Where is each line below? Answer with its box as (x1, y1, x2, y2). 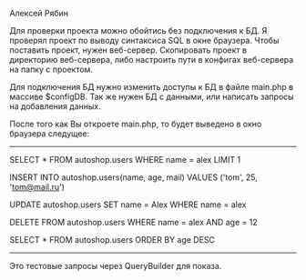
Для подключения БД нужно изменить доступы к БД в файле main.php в (9, 82, 294, 92)
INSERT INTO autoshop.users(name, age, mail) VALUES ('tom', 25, (9, 172, 258, 183)
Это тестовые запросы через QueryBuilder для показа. (9, 261, 222, 271)
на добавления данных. (9, 101, 102, 112)
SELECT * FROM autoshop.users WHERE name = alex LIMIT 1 (9, 155, 241, 165)
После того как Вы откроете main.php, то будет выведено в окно (9, 118, 262, 129)
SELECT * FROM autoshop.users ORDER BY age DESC (9, 235, 216, 245)
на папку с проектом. (9, 64, 94, 75)
